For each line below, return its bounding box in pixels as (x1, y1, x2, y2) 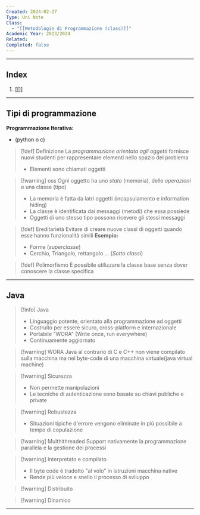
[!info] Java (20, 306, 49, 313)
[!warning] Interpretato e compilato (20, 456, 107, 463)
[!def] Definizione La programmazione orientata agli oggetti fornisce (20, 147, 189, 155)
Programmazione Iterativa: (6, 124, 74, 131)
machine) (20, 361, 44, 368)
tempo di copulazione (29, 426, 83, 433)
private (29, 397, 48, 404)
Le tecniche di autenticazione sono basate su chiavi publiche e (29, 390, 184, 397)
